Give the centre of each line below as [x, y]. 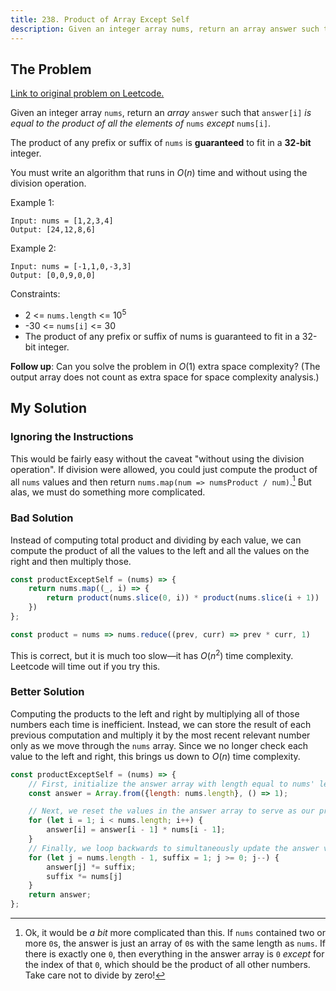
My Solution [49, 408]
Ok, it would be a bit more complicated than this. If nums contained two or [175, 933]
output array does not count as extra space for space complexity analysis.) [165, 377]
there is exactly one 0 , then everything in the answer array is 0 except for [174, 954]
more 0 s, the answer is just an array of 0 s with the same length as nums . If [175, 943]
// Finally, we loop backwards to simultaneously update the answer [174, 848]
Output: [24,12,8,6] [53, 230]
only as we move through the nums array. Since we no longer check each [159, 745]
